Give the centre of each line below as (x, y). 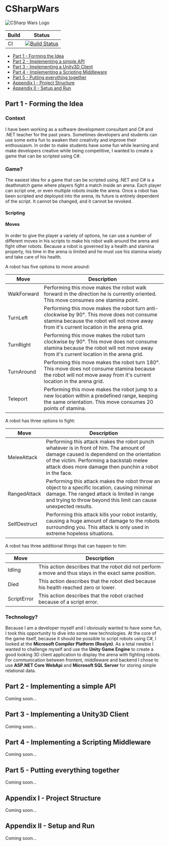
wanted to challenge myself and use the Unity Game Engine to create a (79, 649)
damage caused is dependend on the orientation (103, 454)
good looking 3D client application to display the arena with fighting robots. (83, 655)
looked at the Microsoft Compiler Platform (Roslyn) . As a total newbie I (79, 644)
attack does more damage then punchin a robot (102, 467)
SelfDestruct (23, 524)
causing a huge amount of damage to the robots (103, 521)
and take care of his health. (33, 257)
